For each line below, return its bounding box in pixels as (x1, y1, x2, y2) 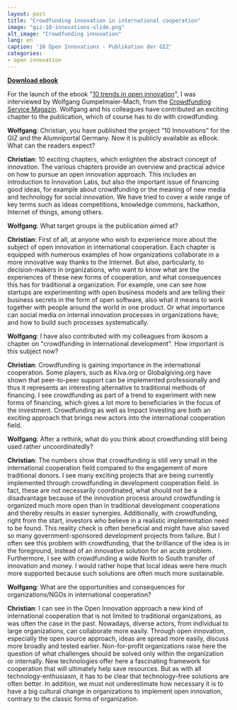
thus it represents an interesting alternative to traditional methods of (7, 383, 206, 392)
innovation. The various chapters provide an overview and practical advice (7, 162, 225, 171)
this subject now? (7, 347, 59, 355)
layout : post (7, 10, 46, 18)
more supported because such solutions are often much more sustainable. (7, 569, 225, 577)
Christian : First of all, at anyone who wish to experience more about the (7, 235, 217, 243)
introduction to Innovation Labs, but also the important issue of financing (7, 177, 219, 186)
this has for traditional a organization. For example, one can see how (7, 280, 207, 289)
